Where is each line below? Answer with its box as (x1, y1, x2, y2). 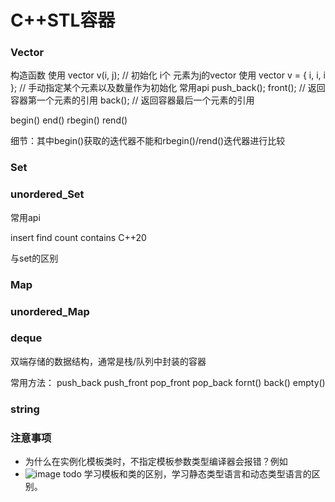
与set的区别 (10, 252, 59, 264)
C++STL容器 (10, 9, 116, 32)
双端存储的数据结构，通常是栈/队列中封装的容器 (10, 355, 207, 367)
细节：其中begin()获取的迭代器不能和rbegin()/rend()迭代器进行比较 (10, 135, 286, 147)
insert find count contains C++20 (10, 231, 147, 243)
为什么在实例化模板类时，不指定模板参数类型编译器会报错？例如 (24, 456, 288, 468)
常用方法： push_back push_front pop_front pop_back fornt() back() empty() (10, 376, 326, 388)
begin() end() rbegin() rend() (10, 114, 128, 126)
